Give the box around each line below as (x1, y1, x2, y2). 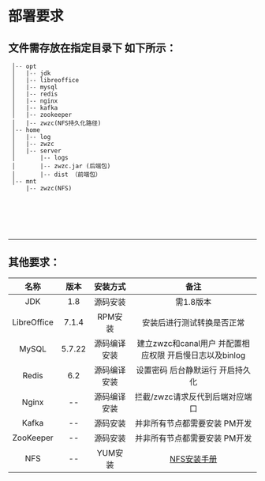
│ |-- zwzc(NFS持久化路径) (11, 119, 102, 127)
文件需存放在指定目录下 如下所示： (8, 41, 177, 54)
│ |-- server (11, 147, 62, 155)
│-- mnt (11, 178, 37, 186)
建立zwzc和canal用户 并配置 (136, 337, 242, 348)
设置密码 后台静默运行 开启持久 (136, 364, 251, 375)
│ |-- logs (11, 154, 69, 162)
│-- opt (11, 62, 37, 70)
